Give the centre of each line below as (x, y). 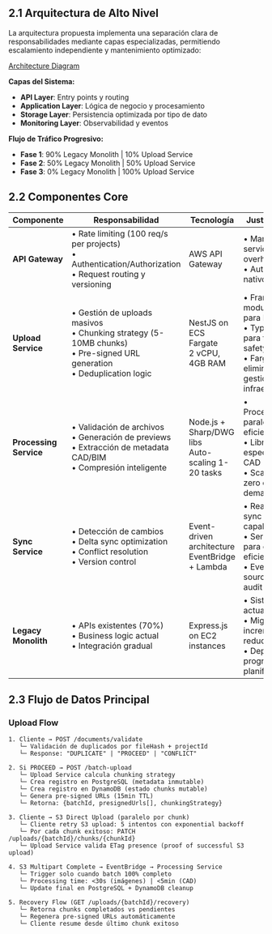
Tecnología (212, 220)
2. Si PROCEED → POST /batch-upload (70, 768)
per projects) (96, 244)
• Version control (104, 561)
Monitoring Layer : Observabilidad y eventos (94, 123)
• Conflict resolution (110, 552)
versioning (91, 284)
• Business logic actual (115, 635)
